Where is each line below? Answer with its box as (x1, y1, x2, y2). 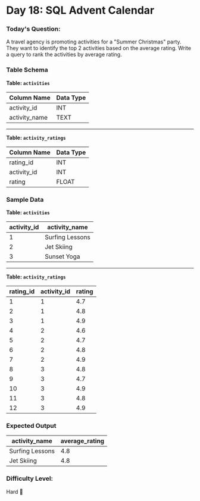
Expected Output (6, 422, 57, 430)
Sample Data (6, 195, 44, 203)
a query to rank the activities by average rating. (6, 51, 122, 58)
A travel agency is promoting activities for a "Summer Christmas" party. (6, 38, 182, 45)
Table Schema (6, 66, 49, 74)
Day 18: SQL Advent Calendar (6, 4, 155, 17)
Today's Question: (6, 25, 61, 33)
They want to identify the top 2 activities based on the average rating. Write (6, 45, 192, 52)
